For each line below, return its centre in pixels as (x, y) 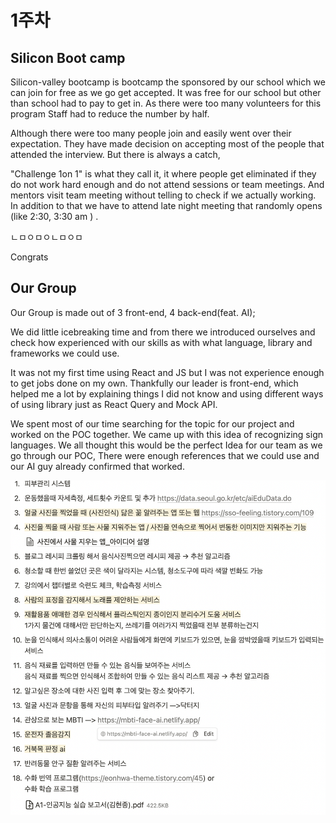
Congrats (29, 257)
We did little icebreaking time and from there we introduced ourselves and (163, 332)
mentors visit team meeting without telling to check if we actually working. (163, 195)
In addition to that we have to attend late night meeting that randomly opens (166, 205)
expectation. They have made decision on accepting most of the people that (167, 144)
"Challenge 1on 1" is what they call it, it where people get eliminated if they (163, 174)
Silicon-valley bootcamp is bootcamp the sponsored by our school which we (168, 82)
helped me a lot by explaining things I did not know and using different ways (167, 393)
